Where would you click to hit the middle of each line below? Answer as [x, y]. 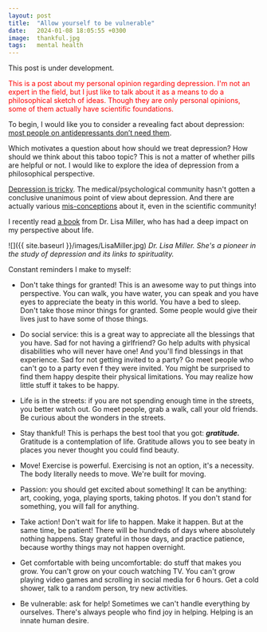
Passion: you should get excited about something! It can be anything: [133, 490]
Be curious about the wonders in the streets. [92, 418]
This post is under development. [61, 68]
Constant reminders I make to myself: [70, 270]
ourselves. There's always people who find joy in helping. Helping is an [136, 612]
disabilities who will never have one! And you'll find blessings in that [131, 351]
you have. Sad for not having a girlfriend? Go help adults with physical [135, 343]
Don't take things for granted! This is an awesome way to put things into [138, 285]
